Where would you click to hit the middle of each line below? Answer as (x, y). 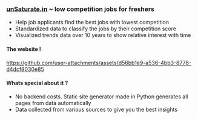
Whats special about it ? (37, 83)
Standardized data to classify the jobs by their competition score (96, 29)
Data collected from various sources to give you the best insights (96, 109)
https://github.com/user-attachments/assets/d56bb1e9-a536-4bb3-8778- (99, 63)
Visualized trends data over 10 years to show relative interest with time (103, 35)
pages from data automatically (53, 103)
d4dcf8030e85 (25, 69)
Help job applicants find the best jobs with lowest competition (92, 22)
